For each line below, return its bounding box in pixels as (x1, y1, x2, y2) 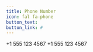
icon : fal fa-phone (6, 14, 54, 20)
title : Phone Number (6, 8, 57, 14)
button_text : (6, 19, 38, 25)
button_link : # (6, 24, 43, 31)
